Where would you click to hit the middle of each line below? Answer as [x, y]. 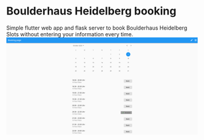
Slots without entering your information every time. [70, 34]
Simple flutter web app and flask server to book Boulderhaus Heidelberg [97, 28]
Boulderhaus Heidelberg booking [91, 11]
